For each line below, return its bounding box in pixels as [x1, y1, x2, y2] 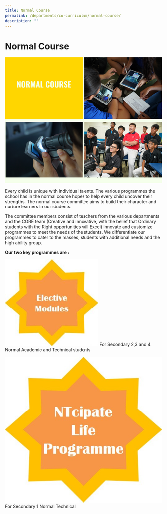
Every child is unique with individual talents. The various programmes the [5, 188, 155, 194]
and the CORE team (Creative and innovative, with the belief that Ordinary [5, 218, 156, 224]
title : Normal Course [5, 8, 50, 13]
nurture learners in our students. [5, 204, 72, 209]
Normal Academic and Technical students [5, 346, 91, 353]
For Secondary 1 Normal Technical [5, 503, 76, 509]
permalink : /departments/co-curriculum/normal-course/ [5, 13, 121, 18]
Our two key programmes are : [5, 249, 70, 255]
